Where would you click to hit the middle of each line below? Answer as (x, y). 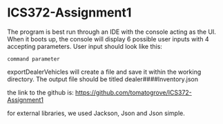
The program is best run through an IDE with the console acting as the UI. (111, 32)
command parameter (33, 59)
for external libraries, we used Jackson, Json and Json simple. (96, 113)
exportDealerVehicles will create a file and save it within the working (104, 72)
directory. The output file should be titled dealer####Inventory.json (103, 79)
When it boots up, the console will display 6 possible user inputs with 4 (108, 39)
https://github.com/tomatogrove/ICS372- (133, 92)
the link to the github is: (40, 92)
